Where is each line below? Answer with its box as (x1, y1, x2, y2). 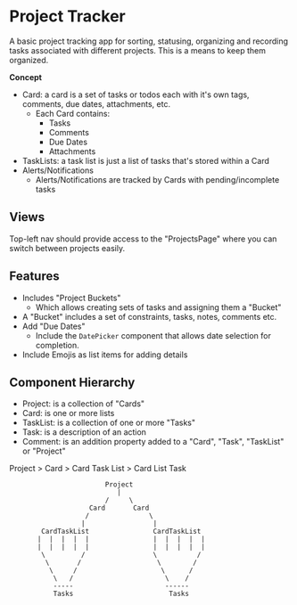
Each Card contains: (35, 108, 110, 119)
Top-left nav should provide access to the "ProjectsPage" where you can (9, 233, 277, 244)
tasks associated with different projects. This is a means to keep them (9, 45, 266, 55)
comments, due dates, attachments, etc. (21, 98, 171, 109)
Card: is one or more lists (21, 408, 115, 419)
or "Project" (21, 446, 66, 456)
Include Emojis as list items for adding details (21, 349, 188, 360)
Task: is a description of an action (21, 427, 147, 437)
